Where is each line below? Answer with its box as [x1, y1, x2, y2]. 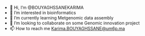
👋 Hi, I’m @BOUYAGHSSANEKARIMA [9, 5, 84, 10]
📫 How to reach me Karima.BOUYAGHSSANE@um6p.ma [9, 26, 125, 31]
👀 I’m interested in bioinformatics [9, 10, 76, 16]
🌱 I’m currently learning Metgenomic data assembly [9, 15, 114, 20]
